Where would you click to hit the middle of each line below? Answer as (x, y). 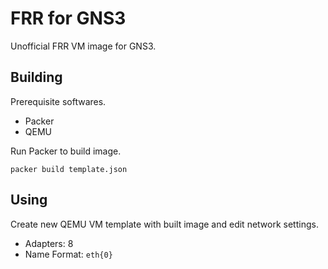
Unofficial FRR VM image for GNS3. (83, 46)
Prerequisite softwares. (58, 101)
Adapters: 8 (49, 243)
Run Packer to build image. (66, 151)
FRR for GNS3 (68, 18)
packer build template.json (69, 169)
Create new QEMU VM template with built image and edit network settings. (164, 224)
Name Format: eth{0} (68, 254)
